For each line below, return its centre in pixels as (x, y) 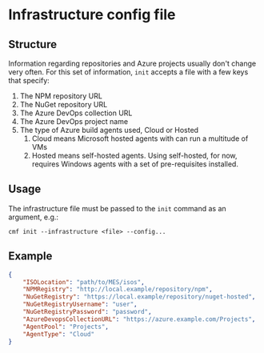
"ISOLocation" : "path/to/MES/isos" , (84, 282)
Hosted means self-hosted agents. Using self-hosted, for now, (134, 155)
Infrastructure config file (92, 15)
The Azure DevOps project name (74, 121)
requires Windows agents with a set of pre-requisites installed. (135, 164)
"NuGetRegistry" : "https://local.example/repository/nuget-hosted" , (139, 297)
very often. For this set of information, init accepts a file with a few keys (128, 72)
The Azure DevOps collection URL (76, 113)
